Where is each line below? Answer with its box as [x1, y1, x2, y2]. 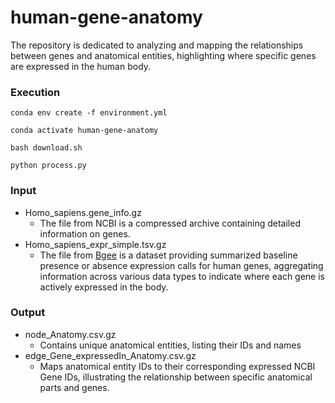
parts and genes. [39, 381, 110, 393]
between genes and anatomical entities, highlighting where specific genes [10, 49, 317, 61]
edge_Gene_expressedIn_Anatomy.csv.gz [24, 349, 197, 361]
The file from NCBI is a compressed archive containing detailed [39, 217, 301, 229]
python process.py [10, 161, 87, 171]
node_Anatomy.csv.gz [24, 328, 117, 340]
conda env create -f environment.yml [10, 108, 168, 118]
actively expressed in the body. [39, 281, 169, 293]
